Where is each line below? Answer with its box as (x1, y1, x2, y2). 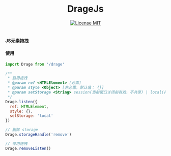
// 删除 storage (5, 128, 38, 133)
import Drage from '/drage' (5, 61, 65, 67)
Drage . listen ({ (5, 99, 38, 104)
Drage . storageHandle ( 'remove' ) (5, 132, 72, 137)
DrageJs (67, 3, 104, 15)
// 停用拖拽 (5, 141, 28, 146)
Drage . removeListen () (5, 146, 51, 151)
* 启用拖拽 (7, 76, 28, 81)
